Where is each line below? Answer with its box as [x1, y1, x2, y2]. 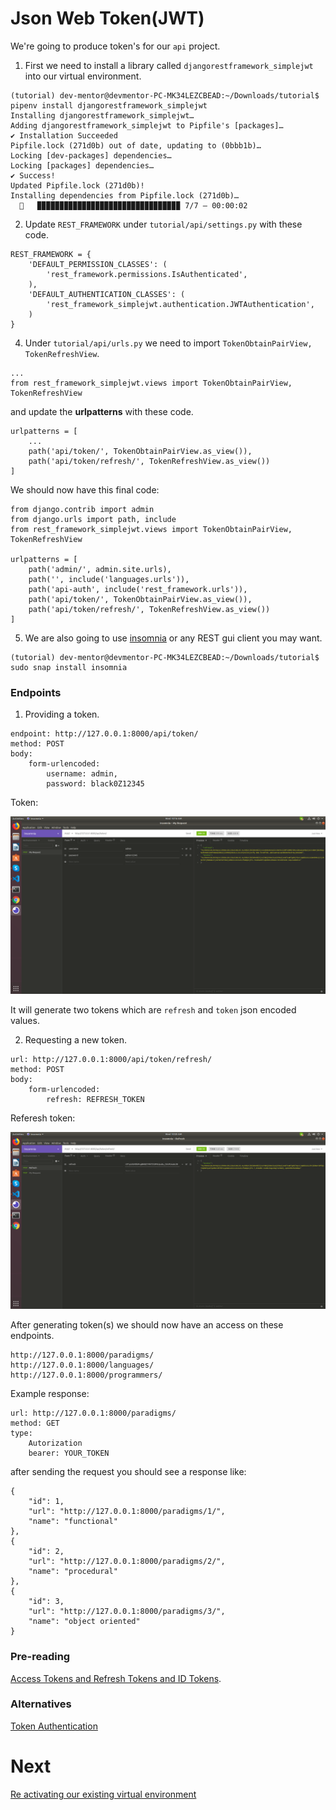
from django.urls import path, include [10, 514, 177, 524]
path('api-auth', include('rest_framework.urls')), [28, 584, 248, 594]
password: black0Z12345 [46, 779, 145, 789]
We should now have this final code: [10, 483, 160, 496]
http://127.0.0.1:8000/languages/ [10, 1360, 155, 1371]
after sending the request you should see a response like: [10, 1466, 247, 1478]
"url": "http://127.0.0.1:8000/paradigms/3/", [28, 1607, 226, 1617]
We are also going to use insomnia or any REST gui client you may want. [24, 632, 323, 644]
